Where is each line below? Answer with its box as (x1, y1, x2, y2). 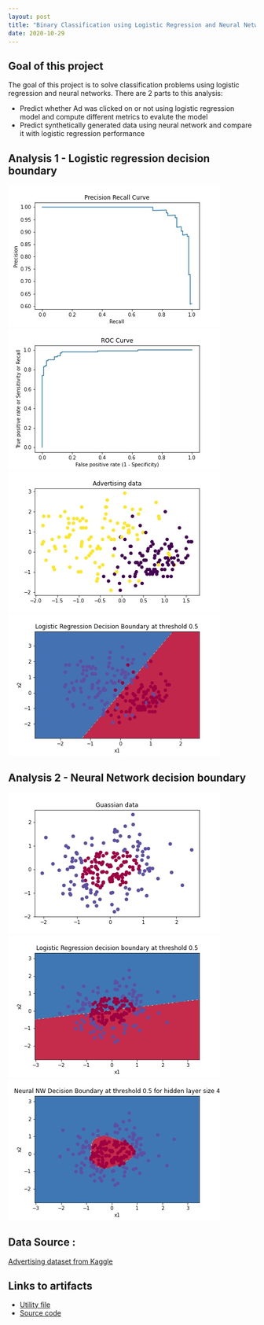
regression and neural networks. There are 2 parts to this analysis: (8, 89, 223, 98)
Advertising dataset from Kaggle (8, 1257, 113, 1266)
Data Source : (8, 1235, 76, 1250)
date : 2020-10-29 (8, 29, 65, 37)
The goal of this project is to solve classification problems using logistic (8, 80, 240, 90)
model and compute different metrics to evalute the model (19, 112, 208, 122)
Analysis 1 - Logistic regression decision (8, 152, 211, 165)
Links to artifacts (8, 1279, 93, 1293)
